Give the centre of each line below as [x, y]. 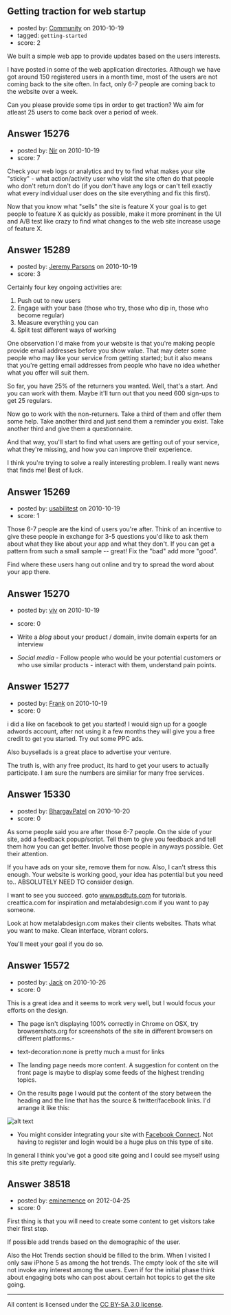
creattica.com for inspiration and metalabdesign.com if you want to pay [108, 902]
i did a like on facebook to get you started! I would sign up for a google [107, 724]
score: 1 [28, 516]
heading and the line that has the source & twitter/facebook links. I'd [114, 1100]
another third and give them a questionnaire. [70, 429]
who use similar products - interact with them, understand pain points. [117, 665]
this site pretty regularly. [42, 1163]
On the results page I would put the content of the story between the [114, 1093]
